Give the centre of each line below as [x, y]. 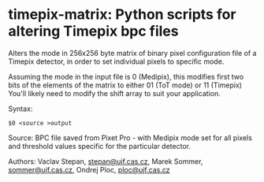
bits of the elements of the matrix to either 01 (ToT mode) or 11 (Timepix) [125, 85]
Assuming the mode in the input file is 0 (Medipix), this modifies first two [126, 76]
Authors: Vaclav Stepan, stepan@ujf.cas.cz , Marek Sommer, [106, 161]
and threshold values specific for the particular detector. [100, 146]
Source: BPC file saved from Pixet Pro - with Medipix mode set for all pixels [130, 137]
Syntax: [20, 109]
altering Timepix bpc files [93, 31]
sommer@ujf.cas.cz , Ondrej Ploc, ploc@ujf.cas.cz [89, 169]
